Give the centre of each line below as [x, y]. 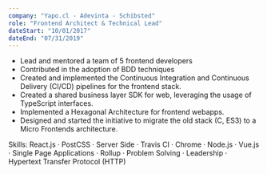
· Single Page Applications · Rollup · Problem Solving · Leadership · [118, 153]
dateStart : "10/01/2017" [50, 30]
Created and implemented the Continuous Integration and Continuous [134, 78]
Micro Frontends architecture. [69, 129]
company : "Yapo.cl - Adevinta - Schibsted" [82, 16]
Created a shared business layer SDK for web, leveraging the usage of [135, 95]
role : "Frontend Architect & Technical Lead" [85, 23]
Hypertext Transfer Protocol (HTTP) [67, 162]
